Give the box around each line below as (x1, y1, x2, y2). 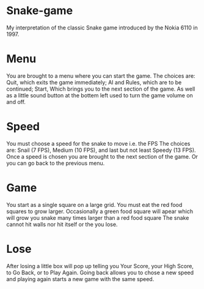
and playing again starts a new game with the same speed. (6, 275, 155, 282)
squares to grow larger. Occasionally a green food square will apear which (6, 208, 194, 215)
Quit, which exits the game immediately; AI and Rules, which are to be (6, 78, 182, 86)
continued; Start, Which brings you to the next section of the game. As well (6, 85, 195, 92)
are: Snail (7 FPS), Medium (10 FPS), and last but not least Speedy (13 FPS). (6, 146, 197, 154)
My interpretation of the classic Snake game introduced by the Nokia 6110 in (6, 24, 198, 31)
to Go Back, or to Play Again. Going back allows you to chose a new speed (6, 269, 194, 276)
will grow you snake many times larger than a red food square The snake (6, 214, 189, 221)
